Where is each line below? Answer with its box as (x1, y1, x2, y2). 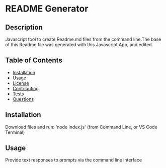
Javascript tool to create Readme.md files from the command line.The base (5, 36, 161, 42)
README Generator (5, 3, 89, 15)
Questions (12, 96, 34, 102)
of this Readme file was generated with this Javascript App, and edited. (5, 42, 153, 48)
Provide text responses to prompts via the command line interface (5, 157, 142, 163)
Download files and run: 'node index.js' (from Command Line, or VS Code (5, 124, 157, 130)
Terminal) (5, 129, 25, 135)
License (12, 80, 29, 86)
